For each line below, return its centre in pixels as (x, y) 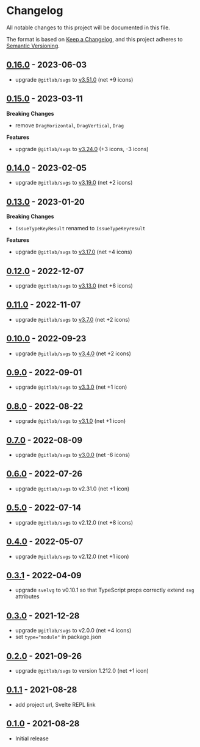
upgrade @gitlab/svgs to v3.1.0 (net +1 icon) (70, 421)
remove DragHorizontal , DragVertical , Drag (69, 125)
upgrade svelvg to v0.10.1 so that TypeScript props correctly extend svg (105, 590)
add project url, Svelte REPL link (55, 704)
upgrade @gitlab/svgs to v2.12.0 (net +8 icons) (74, 522)
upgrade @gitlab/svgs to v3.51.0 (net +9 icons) (74, 79)
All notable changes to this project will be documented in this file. (88, 27)
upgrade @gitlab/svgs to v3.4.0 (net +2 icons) (73, 353)
